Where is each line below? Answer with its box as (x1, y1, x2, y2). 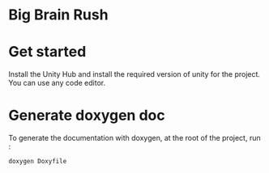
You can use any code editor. (8, 78, 106, 88)
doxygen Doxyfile (8, 158, 67, 166)
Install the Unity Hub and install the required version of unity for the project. (8, 70, 261, 79)
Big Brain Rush (8, 6, 109, 24)
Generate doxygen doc (8, 107, 165, 124)
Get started (8, 43, 87, 61)
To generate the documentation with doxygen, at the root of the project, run (8, 133, 261, 143)
